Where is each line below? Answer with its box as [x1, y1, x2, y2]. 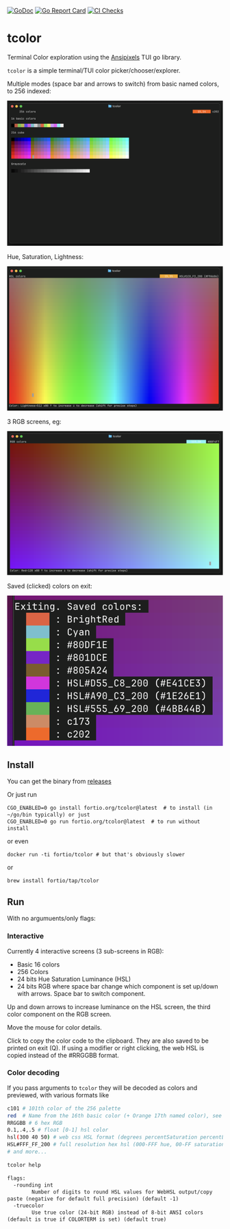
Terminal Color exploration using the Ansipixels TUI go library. [7, 53, 181, 61]
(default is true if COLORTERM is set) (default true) [7, 1216, 167, 1223]
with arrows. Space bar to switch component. [16, 989, 146, 997]
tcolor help [7, 1161, 41, 1168]
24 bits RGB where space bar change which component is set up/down [16, 982, 218, 990]
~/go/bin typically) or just [7, 812, 90, 819]
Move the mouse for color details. [7, 1023, 103, 1031]
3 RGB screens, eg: [7, 417, 62, 425]
